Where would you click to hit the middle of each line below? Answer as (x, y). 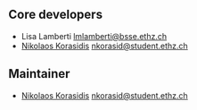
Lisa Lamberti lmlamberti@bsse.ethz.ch (94, 36)
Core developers (56, 15)
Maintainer (39, 74)
